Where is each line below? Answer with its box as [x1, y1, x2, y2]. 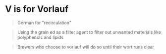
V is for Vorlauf [5, 3, 68, 15]
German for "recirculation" [17, 20, 72, 26]
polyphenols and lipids [17, 34, 63, 40]
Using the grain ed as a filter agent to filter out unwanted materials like [17, 29, 161, 35]
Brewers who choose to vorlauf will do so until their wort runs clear [17, 44, 155, 50]
